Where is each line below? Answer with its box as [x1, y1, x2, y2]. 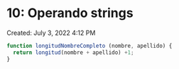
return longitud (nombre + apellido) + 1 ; [13, 48, 134, 56]
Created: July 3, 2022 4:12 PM [6, 28, 96, 37]
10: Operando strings [6, 5, 134, 21]
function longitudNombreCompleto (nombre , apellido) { [6, 42, 173, 49]
